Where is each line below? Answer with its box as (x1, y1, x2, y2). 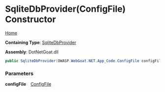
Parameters (5, 70, 33, 77)
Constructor (5, 14, 56, 25)
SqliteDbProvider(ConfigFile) (5, 3, 126, 15)
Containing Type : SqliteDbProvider (5, 39, 77, 45)
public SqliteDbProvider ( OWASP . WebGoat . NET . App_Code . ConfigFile (5, 58, 139, 63)
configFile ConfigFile (5, 81, 52, 87)
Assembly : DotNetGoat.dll (5, 49, 59, 55)
